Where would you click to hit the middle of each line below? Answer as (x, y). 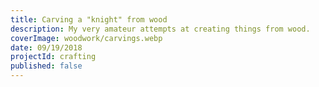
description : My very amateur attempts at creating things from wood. (160, 29)
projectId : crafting (53, 57)
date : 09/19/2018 (46, 47)
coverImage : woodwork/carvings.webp (86, 38)
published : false (46, 66)
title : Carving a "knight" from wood (89, 19)
